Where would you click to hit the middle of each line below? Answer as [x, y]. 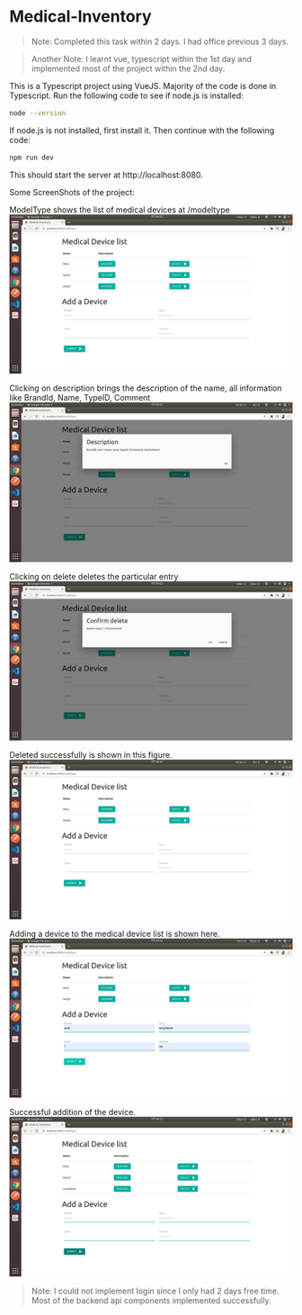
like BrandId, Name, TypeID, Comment [80, 398]
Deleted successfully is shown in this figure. [91, 755]
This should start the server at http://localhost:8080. [107, 175]
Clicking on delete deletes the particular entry [94, 576]
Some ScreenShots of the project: [72, 192]
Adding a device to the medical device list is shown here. [115, 933]
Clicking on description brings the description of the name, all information [146, 388]
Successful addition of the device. [73, 1112]
